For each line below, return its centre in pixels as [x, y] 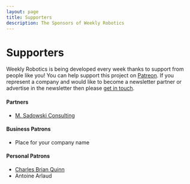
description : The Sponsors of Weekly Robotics [65, 23]
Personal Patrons [28, 156]
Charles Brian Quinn [40, 169]
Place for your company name [52, 142]
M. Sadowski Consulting [45, 115]
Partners [17, 102]
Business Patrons [28, 129]
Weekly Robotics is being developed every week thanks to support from [95, 69]
